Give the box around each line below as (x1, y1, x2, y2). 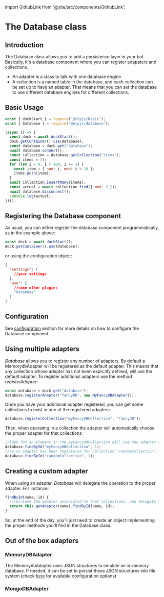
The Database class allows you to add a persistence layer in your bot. (5, 54, 145, 59)
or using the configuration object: (5, 253, 72, 259)
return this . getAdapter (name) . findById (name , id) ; (9, 504, 115, 509)
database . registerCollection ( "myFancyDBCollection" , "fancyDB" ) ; (5, 416, 141, 421)
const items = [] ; (9, 157, 47, 162)
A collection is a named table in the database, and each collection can (12, 79, 153, 85)
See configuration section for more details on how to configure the (5, 325, 139, 331)
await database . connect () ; (9, 148, 64, 153)
